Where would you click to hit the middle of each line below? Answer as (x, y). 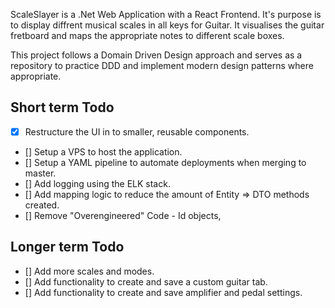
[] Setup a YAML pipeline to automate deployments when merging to (165, 162)
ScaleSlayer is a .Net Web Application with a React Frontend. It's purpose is (166, 14)
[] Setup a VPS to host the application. (103, 151)
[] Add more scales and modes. (89, 271)
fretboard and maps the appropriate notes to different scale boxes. (147, 35)
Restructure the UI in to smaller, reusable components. (137, 131)
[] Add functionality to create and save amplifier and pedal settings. (163, 292)
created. (42, 205)
